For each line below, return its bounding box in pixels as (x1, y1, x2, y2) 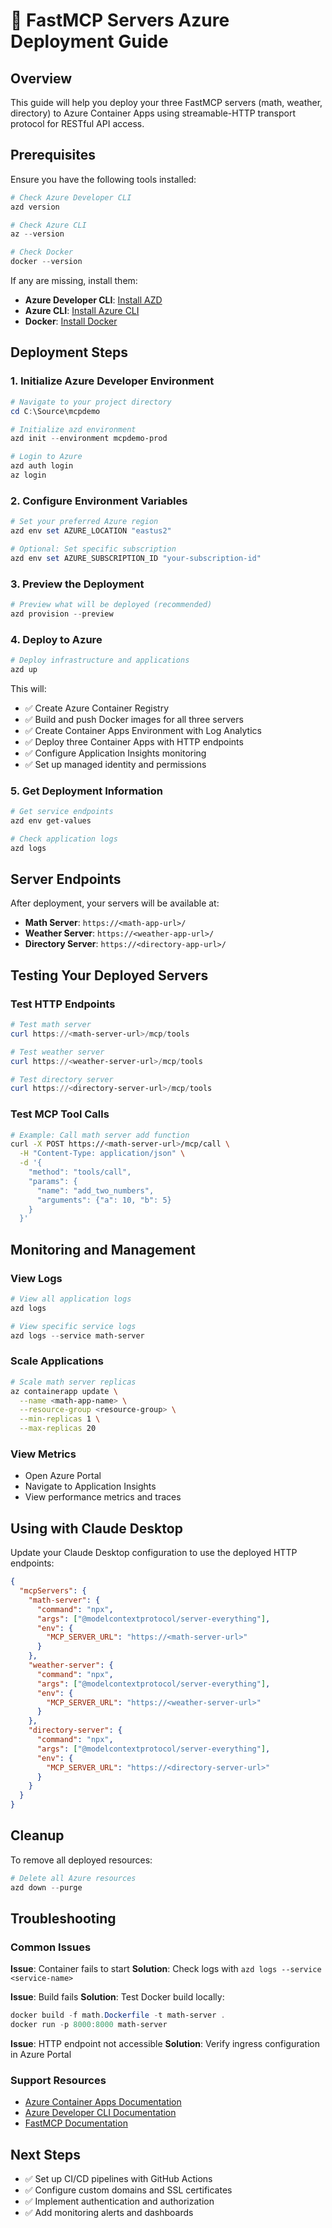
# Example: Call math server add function (10, 1130, 190, 1140)
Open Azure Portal (24, 1470, 102, 1482)
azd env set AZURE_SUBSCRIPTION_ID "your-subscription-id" (10, 553, 262, 563)
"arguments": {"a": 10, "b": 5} (36, 1195, 172, 1205)
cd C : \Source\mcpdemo (10, 406, 101, 416)
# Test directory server (10, 1074, 114, 1084)
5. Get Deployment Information (10, 784, 163, 798)
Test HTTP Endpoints (10, 997, 116, 1011)
